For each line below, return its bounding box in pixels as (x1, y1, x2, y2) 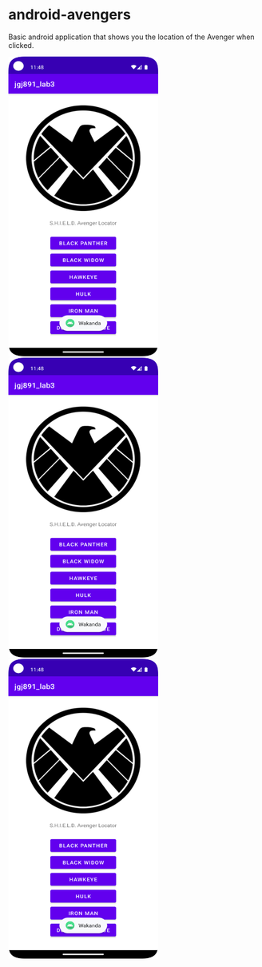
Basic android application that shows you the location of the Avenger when (8, 32, 255, 42)
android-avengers (8, 6, 132, 24)
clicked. (8, 40, 34, 50)
